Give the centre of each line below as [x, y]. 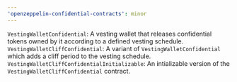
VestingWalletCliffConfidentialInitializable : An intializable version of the [118, 63]
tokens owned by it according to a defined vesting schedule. [96, 41]
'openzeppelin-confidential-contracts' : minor [77, 14]
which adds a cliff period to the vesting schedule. [79, 56]
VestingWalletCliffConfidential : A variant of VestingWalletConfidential [114, 48]
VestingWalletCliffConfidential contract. [69, 71]
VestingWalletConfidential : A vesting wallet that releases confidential [110, 34]
